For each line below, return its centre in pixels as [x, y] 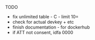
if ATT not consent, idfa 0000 [43, 32]
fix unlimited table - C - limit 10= [45, 17]
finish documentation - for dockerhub [51, 27]
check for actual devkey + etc [43, 22]
